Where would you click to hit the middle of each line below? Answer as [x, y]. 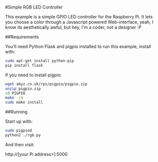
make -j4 [14, 98]
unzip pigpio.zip [23, 89]
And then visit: [20, 144]
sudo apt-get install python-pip [40, 61]
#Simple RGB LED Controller [34, 7]
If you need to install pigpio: [33, 75]
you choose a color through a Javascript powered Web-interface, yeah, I [79, 22]
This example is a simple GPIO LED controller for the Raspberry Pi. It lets [79, 17]
